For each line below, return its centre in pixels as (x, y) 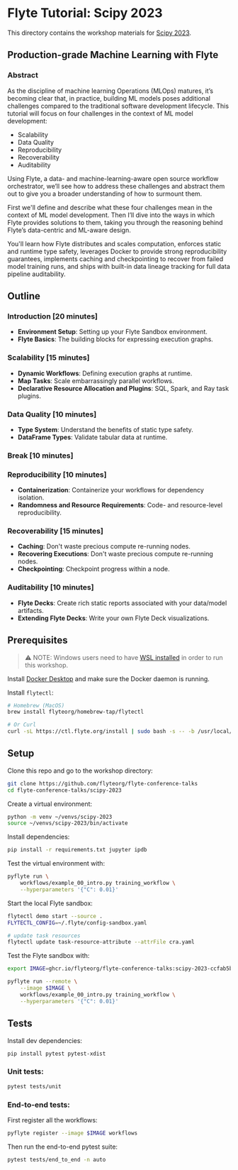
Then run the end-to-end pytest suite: (63, 1147)
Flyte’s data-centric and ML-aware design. (69, 230)
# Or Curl (22, 725)
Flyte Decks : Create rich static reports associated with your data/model (122, 603)
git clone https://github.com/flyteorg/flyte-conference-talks (103, 783)
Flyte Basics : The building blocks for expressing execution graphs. (115, 339)
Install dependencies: (39, 837)
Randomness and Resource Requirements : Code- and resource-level (120, 505)
